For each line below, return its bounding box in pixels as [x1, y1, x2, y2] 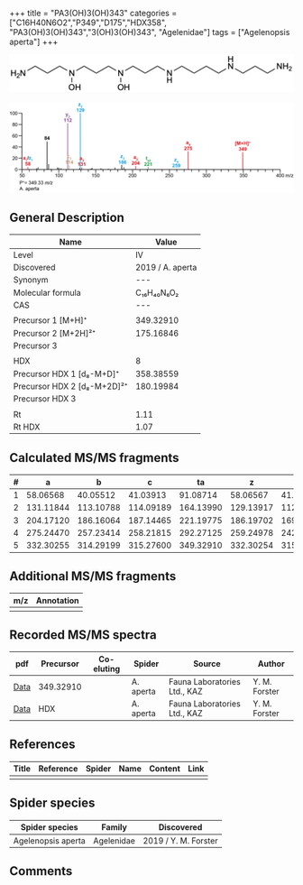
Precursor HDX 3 [13, 393, 77, 404]
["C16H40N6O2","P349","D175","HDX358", [9, 17, 167, 28]
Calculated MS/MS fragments [9, 450, 179, 466]
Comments [9, 863, 73, 879]
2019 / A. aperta [134, 262, 197, 273]
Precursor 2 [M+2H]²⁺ [13, 327, 96, 338]
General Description [9, 209, 124, 225]
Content [148, 763, 180, 774]
